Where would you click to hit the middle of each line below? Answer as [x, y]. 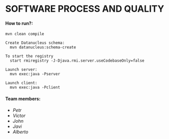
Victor [19, 116]
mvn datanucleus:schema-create [43, 47]
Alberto [20, 132]
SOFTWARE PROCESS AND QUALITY [85, 9]
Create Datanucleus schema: [35, 43]
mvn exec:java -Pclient [35, 88]
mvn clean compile [25, 34]
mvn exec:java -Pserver [35, 74]
